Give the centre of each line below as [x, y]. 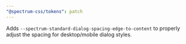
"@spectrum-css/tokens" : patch [44, 11]
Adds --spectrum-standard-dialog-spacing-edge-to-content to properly [93, 28]
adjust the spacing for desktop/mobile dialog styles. [69, 34]
